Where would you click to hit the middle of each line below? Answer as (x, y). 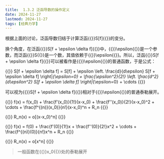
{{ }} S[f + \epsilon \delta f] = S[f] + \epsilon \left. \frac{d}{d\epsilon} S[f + (80, 71)
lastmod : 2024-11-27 (27, 19)
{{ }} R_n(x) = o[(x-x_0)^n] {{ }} (36, 117)
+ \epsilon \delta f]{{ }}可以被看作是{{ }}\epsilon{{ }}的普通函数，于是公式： (81, 61)
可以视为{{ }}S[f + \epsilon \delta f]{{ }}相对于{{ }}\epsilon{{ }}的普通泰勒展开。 (83, 92)
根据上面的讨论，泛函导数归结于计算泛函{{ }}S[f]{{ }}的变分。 (67, 38)
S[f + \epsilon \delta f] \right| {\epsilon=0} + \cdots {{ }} (89, 82)
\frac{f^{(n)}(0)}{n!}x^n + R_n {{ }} (40, 132)
